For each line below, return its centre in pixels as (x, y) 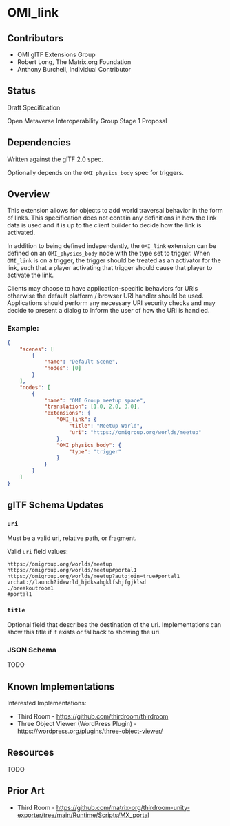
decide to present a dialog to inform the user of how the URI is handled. (108, 311)
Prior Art (26, 791)
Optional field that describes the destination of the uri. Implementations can (114, 624)
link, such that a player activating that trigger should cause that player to (110, 268)
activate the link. (30, 275)
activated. (21, 233)
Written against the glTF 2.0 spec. (55, 159)
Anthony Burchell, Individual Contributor (74, 69)
